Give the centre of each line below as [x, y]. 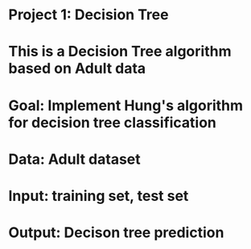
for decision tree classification [113, 122]
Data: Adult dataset [74, 159]
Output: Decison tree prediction [116, 233]
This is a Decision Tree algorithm [120, 52]
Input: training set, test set [99, 196]
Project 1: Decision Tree [88, 15]
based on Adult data [77, 69]
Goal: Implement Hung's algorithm [126, 105]
